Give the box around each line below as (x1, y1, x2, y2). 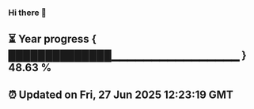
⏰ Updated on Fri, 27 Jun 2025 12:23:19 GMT (8, 88, 233, 101)
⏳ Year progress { (8, 32, 97, 46)
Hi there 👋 (8, 7, 47, 18)
